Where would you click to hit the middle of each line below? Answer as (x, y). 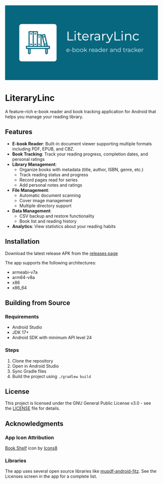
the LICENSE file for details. (33, 408)
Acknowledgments (34, 423)
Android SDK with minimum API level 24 (52, 338)
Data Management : (32, 211)
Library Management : (34, 164)
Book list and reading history (48, 221)
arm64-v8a (23, 277)
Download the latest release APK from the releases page (61, 253)
